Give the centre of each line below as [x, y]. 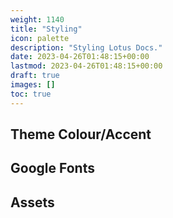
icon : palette [40, 38]
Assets [32, 202]
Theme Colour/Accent [81, 134]
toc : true [31, 94]
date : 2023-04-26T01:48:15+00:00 [80, 57]
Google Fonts [52, 168]
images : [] [33, 85]
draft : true [35, 76]
